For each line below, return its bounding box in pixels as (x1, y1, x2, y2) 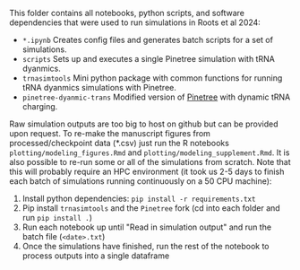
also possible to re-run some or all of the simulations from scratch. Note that (9, 157, 291, 167)
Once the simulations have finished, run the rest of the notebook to (21, 241, 270, 251)
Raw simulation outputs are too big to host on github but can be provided (9, 118, 279, 129)
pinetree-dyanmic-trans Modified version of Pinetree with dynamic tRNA (21, 91, 291, 102)
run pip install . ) (21, 213, 92, 222)
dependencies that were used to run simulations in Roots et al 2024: (9, 17, 261, 28)
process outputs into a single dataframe (21, 250, 170, 261)
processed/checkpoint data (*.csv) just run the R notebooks (9, 138, 230, 148)
